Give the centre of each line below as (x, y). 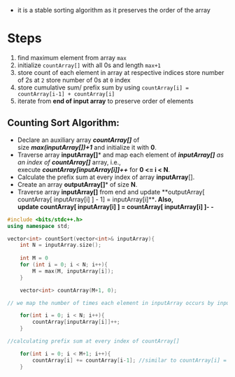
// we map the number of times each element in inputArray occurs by (111, 303)
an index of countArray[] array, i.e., (69, 162)
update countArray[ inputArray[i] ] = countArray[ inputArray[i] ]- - (116, 206)
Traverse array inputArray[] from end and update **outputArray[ (111, 192)
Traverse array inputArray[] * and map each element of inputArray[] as (120, 155)
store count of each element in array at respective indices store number (121, 72)
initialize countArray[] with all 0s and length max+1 (89, 65)
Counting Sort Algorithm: (64, 123)
